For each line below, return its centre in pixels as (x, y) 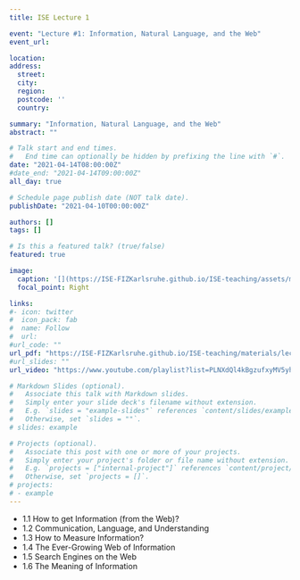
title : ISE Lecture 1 (50, 17)
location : (28, 58)
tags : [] (25, 230)
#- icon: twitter (42, 312)
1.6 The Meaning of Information (80, 566)
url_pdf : (25, 353)
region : (32, 91)
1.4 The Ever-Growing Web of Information (99, 547)
